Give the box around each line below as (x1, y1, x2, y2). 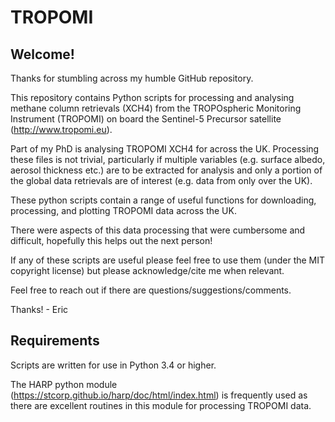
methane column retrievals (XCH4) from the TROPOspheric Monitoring (10, 102, 302, 114)
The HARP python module (10, 378, 118, 390)
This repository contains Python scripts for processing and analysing (10, 92, 295, 103)
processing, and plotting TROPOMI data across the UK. (10, 205, 237, 216)
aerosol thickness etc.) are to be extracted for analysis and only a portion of (10, 164, 323, 176)
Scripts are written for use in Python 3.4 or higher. (10, 359, 217, 371)
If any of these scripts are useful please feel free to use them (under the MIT (10, 254, 326, 266)
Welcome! (10, 46, 75, 63)
